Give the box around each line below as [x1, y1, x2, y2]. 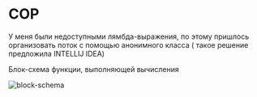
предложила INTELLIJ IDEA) [8, 48, 105, 58]
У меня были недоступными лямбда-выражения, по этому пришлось [8, 32, 250, 41]
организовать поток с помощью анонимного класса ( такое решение [8, 40, 249, 49]
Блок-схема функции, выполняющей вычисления [8, 64, 180, 74]
